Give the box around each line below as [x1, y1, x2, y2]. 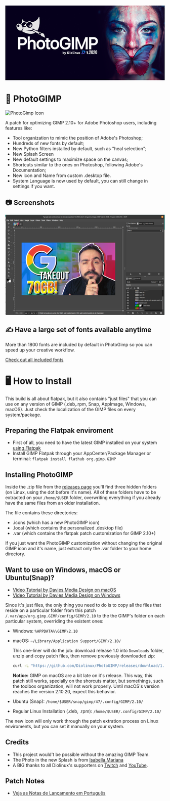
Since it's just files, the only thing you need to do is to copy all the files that [5, 602, 161, 608]
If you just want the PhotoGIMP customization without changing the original [5, 540, 162, 546]
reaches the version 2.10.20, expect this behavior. [12, 688, 116, 694]
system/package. [5, 412, 41, 418]
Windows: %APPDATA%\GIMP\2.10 [12, 628, 78, 634]
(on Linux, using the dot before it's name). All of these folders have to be [5, 489, 156, 496]
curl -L [12, 663, 29, 668]
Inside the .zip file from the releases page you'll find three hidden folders [5, 484, 157, 490]
